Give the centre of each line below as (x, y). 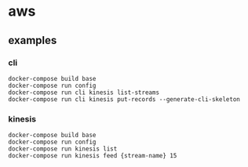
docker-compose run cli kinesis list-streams (84, 93)
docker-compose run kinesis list (63, 149)
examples (33, 40)
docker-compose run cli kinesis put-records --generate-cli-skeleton (124, 99)
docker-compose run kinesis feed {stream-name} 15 (93, 156)
